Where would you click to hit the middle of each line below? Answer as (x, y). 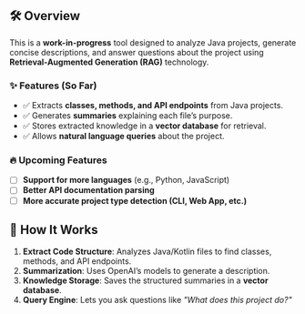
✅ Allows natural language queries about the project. (123, 137)
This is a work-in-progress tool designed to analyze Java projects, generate (153, 42)
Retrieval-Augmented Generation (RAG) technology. (109, 62)
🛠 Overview (45, 16)
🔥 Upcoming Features (58, 160)
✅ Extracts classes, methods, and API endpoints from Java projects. (153, 106)
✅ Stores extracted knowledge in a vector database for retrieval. (144, 126)
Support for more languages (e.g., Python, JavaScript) (126, 180)
